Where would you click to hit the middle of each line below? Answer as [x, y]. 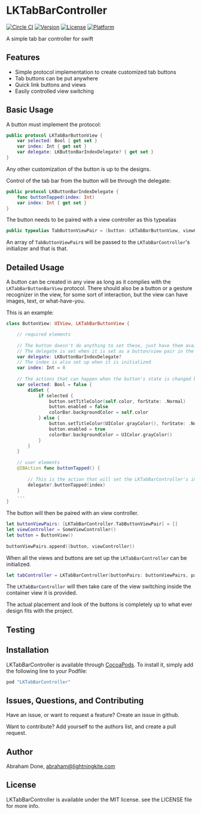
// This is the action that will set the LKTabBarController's [108, 479]
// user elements [39, 463]
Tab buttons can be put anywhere [57, 78]
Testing [21, 630]
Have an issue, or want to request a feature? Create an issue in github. [93, 715]
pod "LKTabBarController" [38, 682]
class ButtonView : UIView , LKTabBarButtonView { [68, 324]
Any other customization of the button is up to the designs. [79, 169]
